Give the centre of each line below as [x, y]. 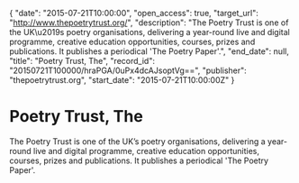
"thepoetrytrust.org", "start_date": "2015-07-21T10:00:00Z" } [122, 80]
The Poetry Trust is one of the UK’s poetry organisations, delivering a [137, 141]
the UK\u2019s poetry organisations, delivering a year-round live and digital [149, 32]
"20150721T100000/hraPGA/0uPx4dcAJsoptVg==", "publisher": [128, 70]
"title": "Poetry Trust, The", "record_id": [82, 61]
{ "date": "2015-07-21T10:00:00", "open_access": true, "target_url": [134, 13]
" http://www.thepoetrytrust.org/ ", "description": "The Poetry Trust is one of [149, 23]
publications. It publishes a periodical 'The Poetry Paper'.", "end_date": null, [149, 51]
